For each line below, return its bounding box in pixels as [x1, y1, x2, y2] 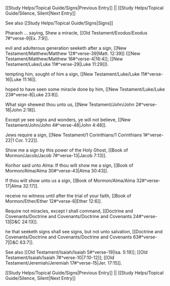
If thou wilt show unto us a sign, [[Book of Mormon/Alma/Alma [5, 177, 135, 184]
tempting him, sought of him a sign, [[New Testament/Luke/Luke [5, 71, 140, 77]
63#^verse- [132, 234, 157, 240]
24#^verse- [132, 213, 157, 219]
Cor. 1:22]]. [15, 137, 39, 143]
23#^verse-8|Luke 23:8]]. [5, 92, 59, 97]
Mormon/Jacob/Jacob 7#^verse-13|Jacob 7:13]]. [5, 153, 107, 158]
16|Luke [5, 77, 22, 82]
